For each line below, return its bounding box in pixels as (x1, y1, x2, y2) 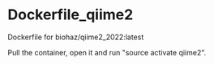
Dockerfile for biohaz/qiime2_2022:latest (7, 32, 144, 42)
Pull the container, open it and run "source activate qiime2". (7, 47, 207, 57)
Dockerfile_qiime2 (7, 6, 134, 24)
